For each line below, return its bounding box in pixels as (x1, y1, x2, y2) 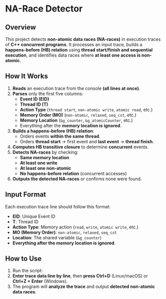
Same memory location (19, 154, 69, 160)
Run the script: (12, 267, 43, 273)
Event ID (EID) (19, 96, 49, 102)
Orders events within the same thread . (19, 133, 101, 139)
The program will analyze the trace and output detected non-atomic (12, 283, 155, 289)
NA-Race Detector (5, 3, 83, 15)
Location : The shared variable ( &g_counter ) (12, 234, 101, 240)
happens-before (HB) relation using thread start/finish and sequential (5, 47, 153, 53)
